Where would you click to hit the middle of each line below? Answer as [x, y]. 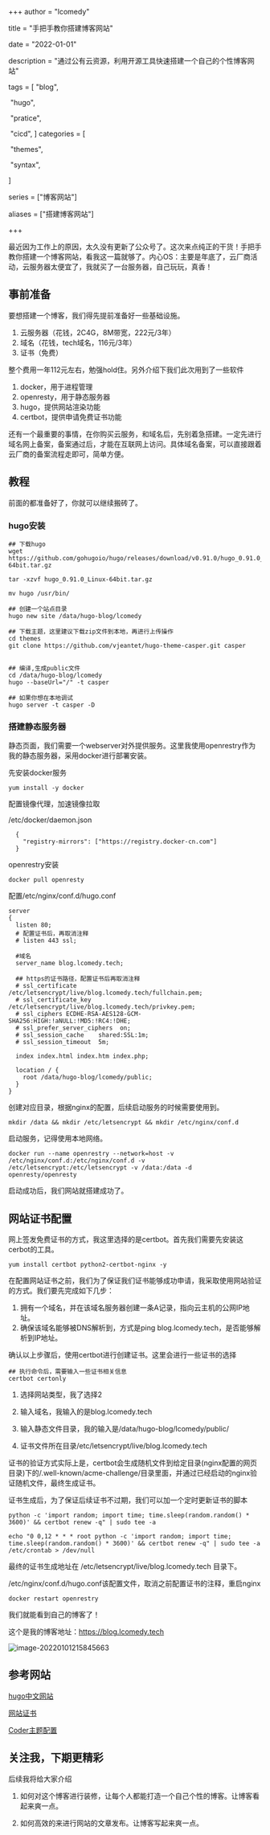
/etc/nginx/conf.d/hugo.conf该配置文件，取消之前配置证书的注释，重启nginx [135, 1583]
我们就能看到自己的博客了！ [54, 1615]
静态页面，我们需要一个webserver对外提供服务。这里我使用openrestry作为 [132, 746]
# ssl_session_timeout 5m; [63, 1042]
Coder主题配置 [33, 1730]
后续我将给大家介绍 [40, 1779]
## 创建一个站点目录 [38, 609]
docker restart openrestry [53, 1599]
